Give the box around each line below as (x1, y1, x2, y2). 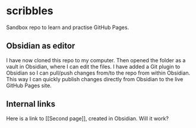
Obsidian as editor (6, 41, 75, 51)
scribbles (6, 4, 53, 18)
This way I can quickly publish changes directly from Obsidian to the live (6, 75, 184, 82)
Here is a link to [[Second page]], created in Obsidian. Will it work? (6, 114, 169, 122)
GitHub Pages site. (6, 82, 52, 89)
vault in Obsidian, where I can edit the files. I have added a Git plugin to (6, 63, 181, 70)
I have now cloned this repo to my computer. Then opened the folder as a (6, 56, 186, 63)
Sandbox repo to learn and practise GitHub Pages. (6, 24, 129, 31)
